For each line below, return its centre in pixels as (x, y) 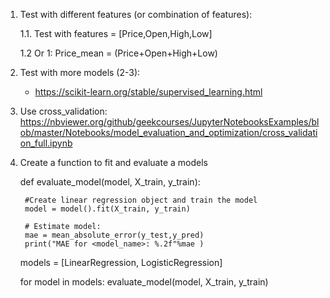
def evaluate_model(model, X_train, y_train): (110, 182)
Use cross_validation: (63, 111)
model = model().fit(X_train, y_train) (107, 209)
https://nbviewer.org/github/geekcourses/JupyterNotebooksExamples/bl (169, 122)
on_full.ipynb (46, 143)
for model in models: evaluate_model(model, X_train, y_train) (144, 282)
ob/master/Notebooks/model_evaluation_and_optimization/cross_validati (168, 132)
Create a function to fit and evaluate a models (113, 162)
